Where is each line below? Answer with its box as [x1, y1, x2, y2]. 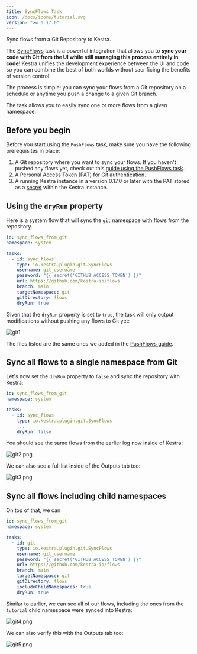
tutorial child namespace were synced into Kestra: [6, 606, 133, 613]
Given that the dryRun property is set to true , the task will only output [6, 311, 174, 318]
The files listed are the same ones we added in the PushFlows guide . [6, 340, 173, 347]
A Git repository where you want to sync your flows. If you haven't [14, 159, 176, 166]
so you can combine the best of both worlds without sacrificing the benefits [6, 66, 191, 73]
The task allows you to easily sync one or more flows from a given [6, 102, 167, 109]
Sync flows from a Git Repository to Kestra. [6, 36, 111, 43]
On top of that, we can [6, 507, 61, 514]
